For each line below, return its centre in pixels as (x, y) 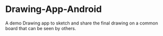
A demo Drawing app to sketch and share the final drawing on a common (82, 23)
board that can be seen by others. (41, 28)
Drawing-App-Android (54, 9)
